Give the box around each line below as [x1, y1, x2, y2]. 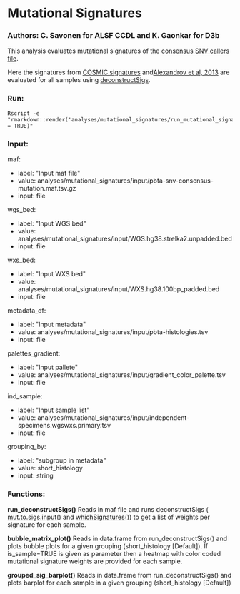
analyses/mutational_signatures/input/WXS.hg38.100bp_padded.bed [17, 285, 220, 293]
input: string [17, 471, 54, 480]
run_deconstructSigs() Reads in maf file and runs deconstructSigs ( [7, 505, 209, 514]
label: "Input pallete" [17, 363, 79, 372]
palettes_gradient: [7, 349, 61, 358]
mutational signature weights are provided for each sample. [7, 557, 183, 565]
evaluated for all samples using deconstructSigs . [7, 76, 151, 84]
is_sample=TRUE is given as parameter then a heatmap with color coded [7, 550, 221, 558]
